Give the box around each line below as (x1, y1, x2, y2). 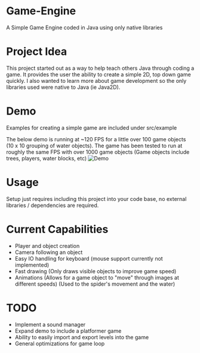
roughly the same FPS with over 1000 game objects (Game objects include (6, 148, 190, 156)
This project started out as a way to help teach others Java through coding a (6, 64, 195, 72)
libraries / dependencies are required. (6, 202, 99, 209)
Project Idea (6, 45, 67, 58)
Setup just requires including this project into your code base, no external (6, 195, 187, 202)
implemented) (14, 261, 50, 268)
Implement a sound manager (14, 321, 86, 328)
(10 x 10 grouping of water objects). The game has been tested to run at (6, 142, 183, 149)
